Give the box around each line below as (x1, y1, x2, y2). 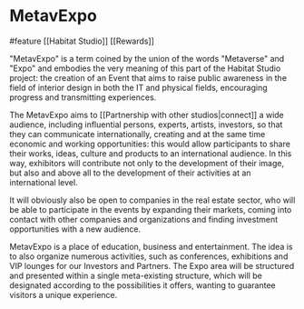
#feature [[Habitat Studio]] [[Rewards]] (9, 35, 154, 46)
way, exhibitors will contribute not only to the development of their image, (9, 157, 284, 168)
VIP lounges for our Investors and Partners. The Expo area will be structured (9, 260, 295, 271)
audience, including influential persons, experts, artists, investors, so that (9, 119, 283, 130)
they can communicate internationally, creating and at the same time (9, 128, 266, 139)
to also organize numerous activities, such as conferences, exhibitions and (9, 251, 289, 262)
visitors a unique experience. (9, 289, 118, 300)
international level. (9, 176, 79, 187)
